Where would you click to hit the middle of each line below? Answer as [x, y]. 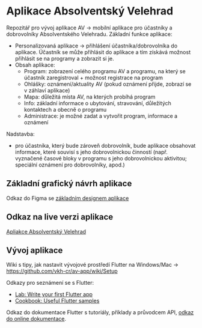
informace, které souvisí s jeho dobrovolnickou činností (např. [91, 152]
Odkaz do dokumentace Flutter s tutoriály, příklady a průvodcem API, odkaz [100, 312]
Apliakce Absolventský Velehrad [46, 231]
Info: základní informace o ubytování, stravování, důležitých [97, 103]
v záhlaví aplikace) [47, 90]
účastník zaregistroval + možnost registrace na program [93, 77]
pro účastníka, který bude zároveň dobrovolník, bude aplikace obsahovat [105, 145]
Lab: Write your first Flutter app [54, 294]
